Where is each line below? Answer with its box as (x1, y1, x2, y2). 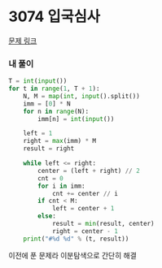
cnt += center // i (51, 189, 118, 197)
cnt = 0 (37, 174, 63, 183)
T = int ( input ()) (8, 77, 68, 85)
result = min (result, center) (51, 220, 155, 228)
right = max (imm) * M (23, 137, 96, 145)
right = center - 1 (51, 227, 118, 236)
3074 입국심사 (8, 7, 100, 26)
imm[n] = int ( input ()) (37, 115, 115, 123)
